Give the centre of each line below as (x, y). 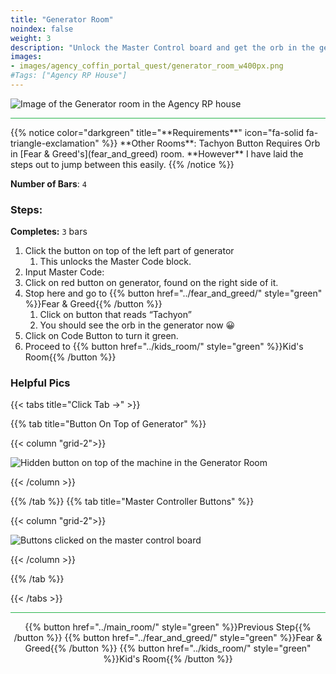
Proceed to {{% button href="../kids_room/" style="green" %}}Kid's (164, 347)
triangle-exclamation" (55, 143)
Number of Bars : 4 (48, 183)
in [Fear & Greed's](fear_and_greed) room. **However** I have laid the (157, 153)
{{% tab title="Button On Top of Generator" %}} (108, 424)
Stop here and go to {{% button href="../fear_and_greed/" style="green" (173, 293)
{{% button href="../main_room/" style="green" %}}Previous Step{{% (168, 627)
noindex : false (42, 29)
